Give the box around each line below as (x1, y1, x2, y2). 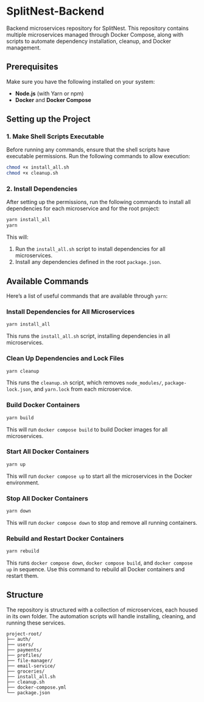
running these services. (6, 619, 66, 626)
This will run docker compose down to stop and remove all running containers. (6, 519, 198, 526)
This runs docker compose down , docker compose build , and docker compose (6, 559, 193, 566)
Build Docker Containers (6, 401, 80, 409)
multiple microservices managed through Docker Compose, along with (6, 31, 184, 38)
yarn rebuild (6, 548, 40, 554)
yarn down (6, 508, 32, 514)
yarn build (6, 414, 34, 421)
